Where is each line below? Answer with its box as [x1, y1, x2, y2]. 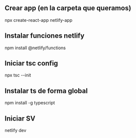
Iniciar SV [4, 114, 35, 123]
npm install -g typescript [4, 100, 55, 106]
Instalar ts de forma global [4, 86, 88, 95]
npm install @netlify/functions [4, 45, 66, 51]
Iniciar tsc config [4, 59, 58, 68]
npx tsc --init [4, 72, 31, 78]
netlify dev [4, 128, 27, 134]
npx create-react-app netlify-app [4, 17, 73, 23]
